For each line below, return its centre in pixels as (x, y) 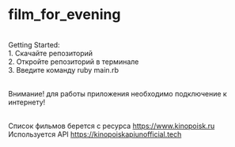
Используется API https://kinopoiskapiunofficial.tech (95, 134)
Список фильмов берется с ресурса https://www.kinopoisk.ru (112, 126)
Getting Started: (34, 44)
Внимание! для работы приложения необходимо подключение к (117, 93)
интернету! (27, 102)
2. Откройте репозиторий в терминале (74, 62)
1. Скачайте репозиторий (51, 53)
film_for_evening (64, 15)
